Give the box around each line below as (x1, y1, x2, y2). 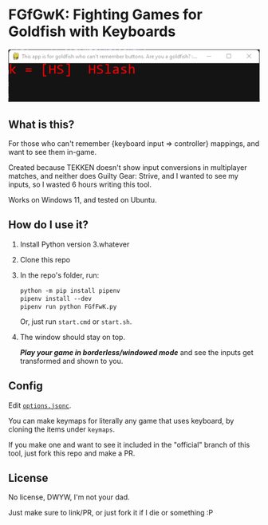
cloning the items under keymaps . (8, 424, 116, 434)
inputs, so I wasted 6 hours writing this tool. (8, 180, 152, 189)
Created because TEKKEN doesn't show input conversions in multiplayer (8, 162, 247, 172)
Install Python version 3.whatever (19, 239, 130, 249)
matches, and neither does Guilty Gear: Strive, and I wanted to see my (8, 171, 239, 180)
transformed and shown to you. (19, 356, 124, 365)
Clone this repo (19, 255, 70, 264)
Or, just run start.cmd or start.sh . (19, 317, 132, 326)
